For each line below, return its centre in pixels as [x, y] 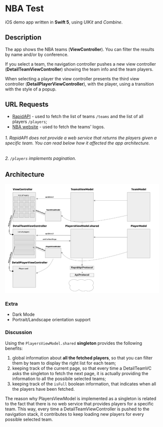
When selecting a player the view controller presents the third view [72, 78]
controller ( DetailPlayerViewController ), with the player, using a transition [80, 84]
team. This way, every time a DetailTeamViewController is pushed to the [77, 409]
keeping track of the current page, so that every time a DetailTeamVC [82, 368]
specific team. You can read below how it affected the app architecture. [78, 143]
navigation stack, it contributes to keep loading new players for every [74, 414]
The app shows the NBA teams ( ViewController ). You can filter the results [80, 49]
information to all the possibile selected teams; [59, 379]
